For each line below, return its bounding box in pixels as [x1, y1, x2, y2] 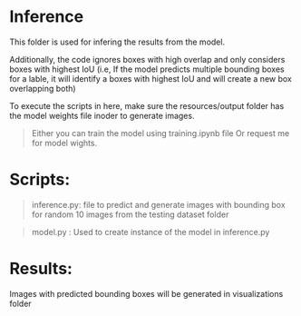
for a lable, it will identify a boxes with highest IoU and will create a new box [9, 73, 292, 84]
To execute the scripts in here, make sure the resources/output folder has [9, 100, 285, 111]
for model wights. [31, 137, 98, 148]
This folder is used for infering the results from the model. [9, 36, 225, 47]
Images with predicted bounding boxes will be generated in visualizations [9, 288, 284, 299]
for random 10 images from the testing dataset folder [31, 209, 229, 220]
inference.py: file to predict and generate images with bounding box [31, 199, 286, 210]
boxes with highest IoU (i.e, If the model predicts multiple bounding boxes [9, 64, 285, 74]
